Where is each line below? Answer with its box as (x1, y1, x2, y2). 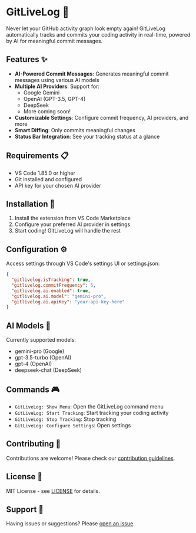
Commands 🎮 (6, 384, 60, 394)
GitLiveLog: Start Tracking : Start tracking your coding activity (14, 409, 169, 416)
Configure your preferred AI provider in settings (14, 221, 131, 228)
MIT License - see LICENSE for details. (6, 487, 100, 495)
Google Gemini (23, 89, 60, 96)
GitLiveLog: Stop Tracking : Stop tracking (14, 416, 117, 423)
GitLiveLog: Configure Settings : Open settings (14, 421, 131, 429)
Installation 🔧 (6, 199, 55, 209)
